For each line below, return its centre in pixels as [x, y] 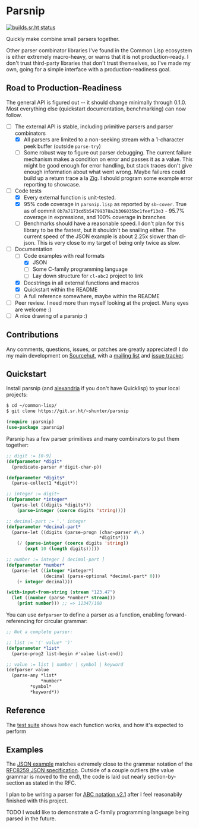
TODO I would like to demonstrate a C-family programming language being [98, 813]
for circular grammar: [61, 621]
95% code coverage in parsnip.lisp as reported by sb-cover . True [105, 204]
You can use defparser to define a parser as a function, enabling [85, 615]
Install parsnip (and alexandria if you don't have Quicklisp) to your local [93, 388]
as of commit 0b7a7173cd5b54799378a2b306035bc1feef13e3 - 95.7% [104, 211]
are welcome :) [33, 309]
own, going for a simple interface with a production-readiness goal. [89, 69]
